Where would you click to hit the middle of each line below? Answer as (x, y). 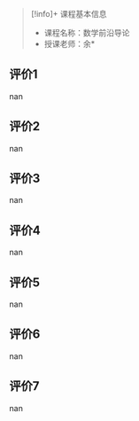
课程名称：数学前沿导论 (87, 33)
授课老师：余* (69, 44)
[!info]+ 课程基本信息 (69, 14)
